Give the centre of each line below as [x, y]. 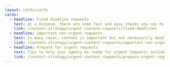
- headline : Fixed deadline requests [49, 19]
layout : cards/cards [27, 10]
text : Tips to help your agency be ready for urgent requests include [90, 52]
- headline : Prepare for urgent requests [54, 47]
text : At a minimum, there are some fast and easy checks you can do [89, 24]
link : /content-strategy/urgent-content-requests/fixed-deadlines [86, 29]
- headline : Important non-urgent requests [56, 33]
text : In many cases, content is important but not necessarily [83, 38]
